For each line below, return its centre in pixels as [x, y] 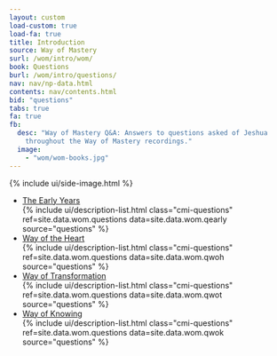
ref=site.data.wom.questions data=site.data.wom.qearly [125, 219]
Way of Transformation [64, 275]
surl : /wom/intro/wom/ [51, 59]
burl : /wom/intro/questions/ [63, 75]
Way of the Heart [53, 238]
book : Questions [39, 67]
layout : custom [37, 17]
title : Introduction [47, 42]
